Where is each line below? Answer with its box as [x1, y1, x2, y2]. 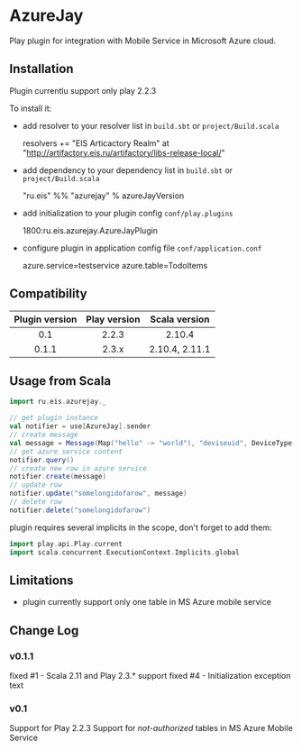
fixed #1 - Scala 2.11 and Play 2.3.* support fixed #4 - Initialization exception [9, 671, 291, 681]
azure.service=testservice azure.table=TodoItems [22, 260, 208, 270]
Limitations [9, 572, 74, 588]
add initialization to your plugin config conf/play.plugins [22, 207, 233, 218]
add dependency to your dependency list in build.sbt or [22, 164, 233, 176]
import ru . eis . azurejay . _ [9, 398, 106, 407]
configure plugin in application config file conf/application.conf [22, 242, 262, 253]
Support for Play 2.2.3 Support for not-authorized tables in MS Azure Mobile [9, 723, 293, 734]
